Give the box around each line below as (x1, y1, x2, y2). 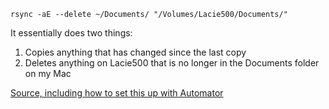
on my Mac (24, 68, 72, 79)
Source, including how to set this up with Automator (10, 87, 224, 99)
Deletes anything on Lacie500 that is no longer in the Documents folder (24, 57, 320, 69)
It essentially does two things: (10, 27, 133, 39)
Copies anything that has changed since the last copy (24, 46, 247, 58)
